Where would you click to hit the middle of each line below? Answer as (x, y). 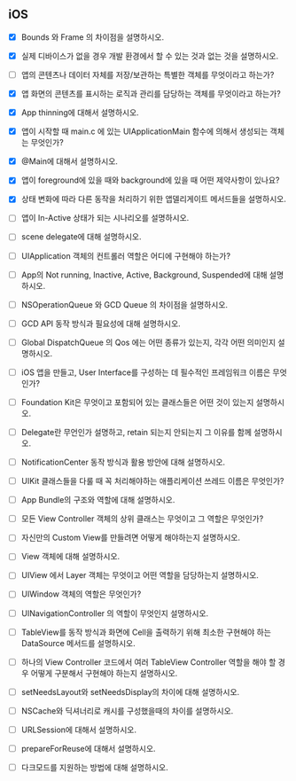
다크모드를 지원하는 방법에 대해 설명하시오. (95, 767)
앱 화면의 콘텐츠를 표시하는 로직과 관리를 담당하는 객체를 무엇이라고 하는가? (151, 94)
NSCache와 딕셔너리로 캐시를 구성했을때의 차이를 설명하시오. (127, 711)
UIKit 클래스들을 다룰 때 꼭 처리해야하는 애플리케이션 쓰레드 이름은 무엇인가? (152, 481)
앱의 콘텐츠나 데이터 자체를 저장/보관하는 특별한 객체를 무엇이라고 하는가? (148, 74)
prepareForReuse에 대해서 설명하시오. (88, 748)
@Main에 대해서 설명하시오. (70, 161)
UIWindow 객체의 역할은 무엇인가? (81, 594)
